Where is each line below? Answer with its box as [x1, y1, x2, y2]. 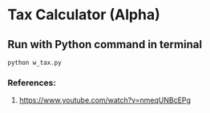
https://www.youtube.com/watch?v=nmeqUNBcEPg [18, 95, 192, 105]
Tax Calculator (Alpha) [7, 6, 161, 24]
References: [7, 77, 57, 88]
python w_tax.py [7, 59, 62, 67]
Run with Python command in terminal [7, 38, 202, 51]
